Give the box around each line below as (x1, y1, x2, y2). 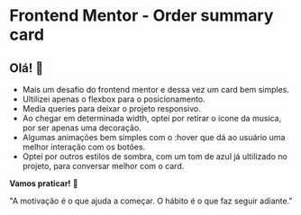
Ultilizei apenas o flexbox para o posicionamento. (22, 94, 205, 104)
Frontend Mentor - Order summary (9, 5, 274, 26)
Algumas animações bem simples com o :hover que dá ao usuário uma (22, 132, 286, 142)
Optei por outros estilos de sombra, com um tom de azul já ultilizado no (22, 151, 288, 162)
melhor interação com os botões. (22, 141, 146, 152)
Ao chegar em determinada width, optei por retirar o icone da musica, (22, 113, 282, 123)
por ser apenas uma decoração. (22, 122, 141, 133)
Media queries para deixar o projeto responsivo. (22, 103, 201, 113)
